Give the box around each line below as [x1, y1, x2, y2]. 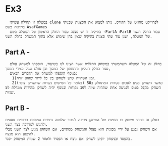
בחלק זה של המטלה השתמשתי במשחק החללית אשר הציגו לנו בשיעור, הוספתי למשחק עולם [10, 61, 162, 66]
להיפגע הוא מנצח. [5, 131, 36, 136]
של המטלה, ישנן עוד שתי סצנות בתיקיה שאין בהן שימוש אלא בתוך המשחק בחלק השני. [5, 34, 152, 39]
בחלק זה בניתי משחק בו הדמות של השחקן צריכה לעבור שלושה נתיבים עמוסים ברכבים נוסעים [5, 117, 159, 122]
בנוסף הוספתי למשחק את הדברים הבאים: [10, 71, 78, 76]
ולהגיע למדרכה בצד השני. [5, 122, 48, 127]
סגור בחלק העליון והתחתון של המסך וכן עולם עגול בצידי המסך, [5, 66, 111, 71]
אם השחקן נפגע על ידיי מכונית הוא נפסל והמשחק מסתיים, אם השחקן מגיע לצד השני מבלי [5, 127, 157, 132]
